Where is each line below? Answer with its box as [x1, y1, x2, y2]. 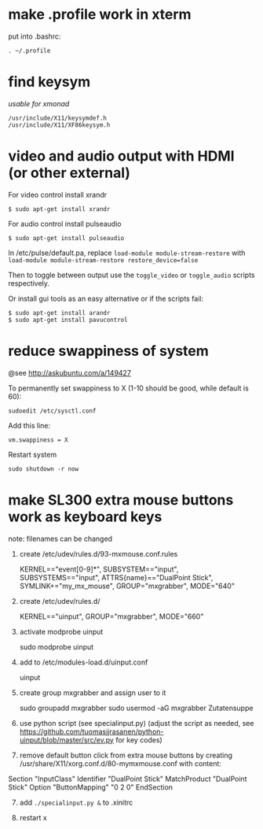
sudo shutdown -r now [8, 464, 79, 473]
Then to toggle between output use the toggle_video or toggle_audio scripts [8, 270, 255, 279]
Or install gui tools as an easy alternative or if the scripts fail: [8, 294, 204, 303]
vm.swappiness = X [8, 435, 68, 444]
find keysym [8, 73, 91, 91]
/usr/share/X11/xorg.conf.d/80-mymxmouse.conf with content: [19, 758, 222, 768]
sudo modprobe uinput [19, 642, 94, 651]
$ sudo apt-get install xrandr [8, 205, 111, 213]
